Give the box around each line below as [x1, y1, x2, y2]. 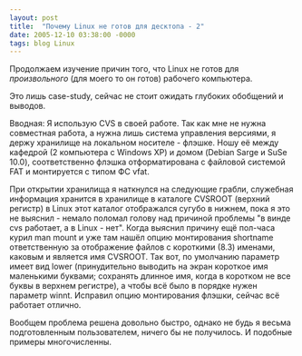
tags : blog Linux [9, 38, 75, 48]
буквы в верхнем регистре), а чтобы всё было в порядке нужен [9, 281, 258, 292]
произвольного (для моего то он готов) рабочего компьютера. [9, 74, 253, 84]
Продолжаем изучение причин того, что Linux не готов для [9, 64, 239, 74]
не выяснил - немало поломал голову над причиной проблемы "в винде [9, 213, 291, 223]
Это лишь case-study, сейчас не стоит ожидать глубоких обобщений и [9, 91, 284, 102]
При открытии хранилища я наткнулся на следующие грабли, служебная [9, 183, 294, 195]
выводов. [9, 101, 46, 112]
